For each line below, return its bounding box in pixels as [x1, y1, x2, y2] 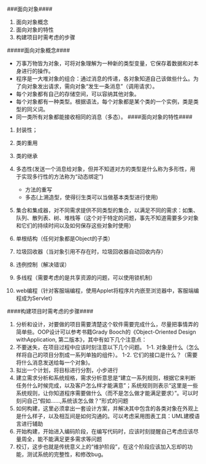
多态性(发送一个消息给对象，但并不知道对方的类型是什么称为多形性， [15, 165, 190, 173]
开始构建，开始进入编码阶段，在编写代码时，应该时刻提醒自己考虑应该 [15, 428, 194, 435]
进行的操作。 [21, 67, 54, 75]
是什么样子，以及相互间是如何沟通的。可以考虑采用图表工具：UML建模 [15, 413, 195, 419]
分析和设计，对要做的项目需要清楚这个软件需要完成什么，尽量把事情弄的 [15, 321, 199, 327]
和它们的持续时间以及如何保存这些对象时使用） [15, 222, 134, 229]
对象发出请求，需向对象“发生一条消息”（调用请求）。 [26, 83, 158, 90]
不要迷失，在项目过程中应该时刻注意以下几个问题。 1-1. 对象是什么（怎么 [15, 343, 200, 351]
